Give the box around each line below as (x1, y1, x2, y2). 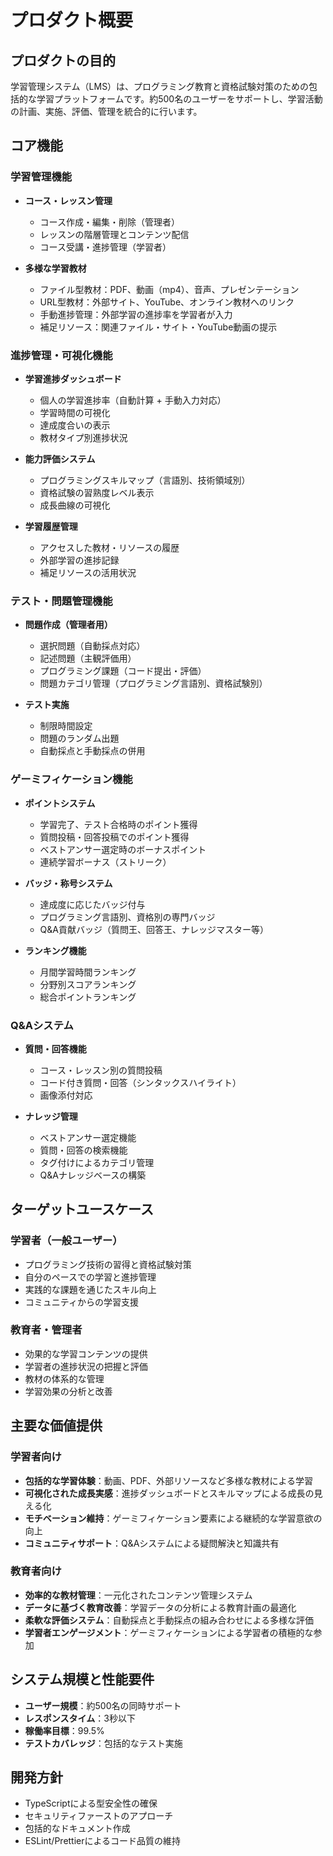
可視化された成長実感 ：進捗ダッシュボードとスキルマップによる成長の (24, 1487, 315, 1499)
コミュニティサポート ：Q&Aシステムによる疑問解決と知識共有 (24, 1537, 280, 1549)
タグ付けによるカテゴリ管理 (39, 1156, 155, 1168)
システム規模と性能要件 (10, 1671, 155, 1688)
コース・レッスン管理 (24, 194, 113, 206)
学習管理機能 (10, 170, 73, 184)
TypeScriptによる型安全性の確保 (24, 1797, 158, 1810)
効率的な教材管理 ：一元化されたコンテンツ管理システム (24, 1589, 253, 1601)
